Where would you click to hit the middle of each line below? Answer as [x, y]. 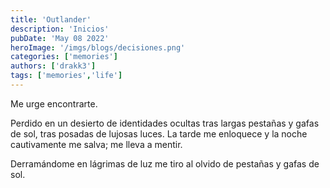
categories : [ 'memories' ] [64, 57]
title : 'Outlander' [51, 19]
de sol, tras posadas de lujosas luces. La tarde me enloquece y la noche [159, 133]
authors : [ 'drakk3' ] [53, 66]
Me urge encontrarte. [54, 103]
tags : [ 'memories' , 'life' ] [66, 76]
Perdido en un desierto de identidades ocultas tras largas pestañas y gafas [165, 123]
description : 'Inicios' [60, 29]
